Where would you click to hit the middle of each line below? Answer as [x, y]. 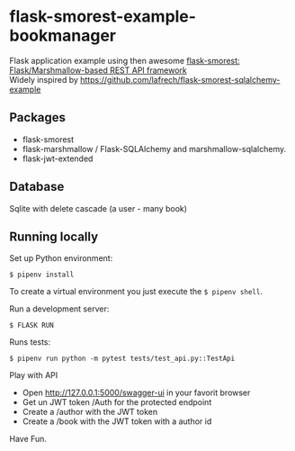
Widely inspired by [44, 79]
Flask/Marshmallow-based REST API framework [98, 70]
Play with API [34, 375]
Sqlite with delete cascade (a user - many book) [98, 208]
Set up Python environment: [61, 258]
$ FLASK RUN [31, 326]
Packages [37, 117]
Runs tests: [30, 342]
